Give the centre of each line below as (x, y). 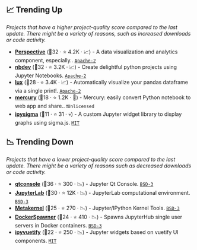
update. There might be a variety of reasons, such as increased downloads (99, 33)
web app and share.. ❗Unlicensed (55, 106)
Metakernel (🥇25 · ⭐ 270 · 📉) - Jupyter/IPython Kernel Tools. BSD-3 (97, 208)
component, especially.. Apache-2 (55, 60)
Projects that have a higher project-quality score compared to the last (92, 27)
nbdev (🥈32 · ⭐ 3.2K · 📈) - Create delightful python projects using (96, 67)
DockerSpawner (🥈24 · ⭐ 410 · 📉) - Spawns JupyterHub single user (99, 217)
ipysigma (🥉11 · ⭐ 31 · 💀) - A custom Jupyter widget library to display (98, 114)
